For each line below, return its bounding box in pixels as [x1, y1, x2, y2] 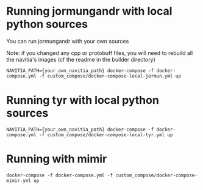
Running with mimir [6, 152, 107, 166]
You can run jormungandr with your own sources [6, 37, 129, 45]
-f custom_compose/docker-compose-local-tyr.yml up [38, 131, 173, 138]
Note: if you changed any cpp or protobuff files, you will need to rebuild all [6, 49, 193, 56]
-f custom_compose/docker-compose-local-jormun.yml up [38, 73, 182, 79]
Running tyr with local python [6, 93, 160, 108]
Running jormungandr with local [6, 4, 173, 18]
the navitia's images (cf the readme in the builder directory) [6, 56, 155, 63]
